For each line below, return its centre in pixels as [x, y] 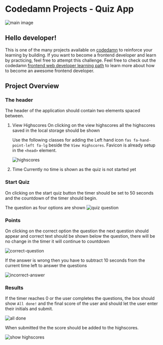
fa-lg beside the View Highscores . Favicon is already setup [96, 145]
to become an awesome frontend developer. [50, 71]
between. [15, 116]
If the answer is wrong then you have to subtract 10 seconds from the [75, 260]
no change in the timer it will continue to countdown [58, 242]
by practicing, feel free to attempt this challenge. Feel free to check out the [81, 60]
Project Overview [32, 86]
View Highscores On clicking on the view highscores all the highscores [84, 125]
